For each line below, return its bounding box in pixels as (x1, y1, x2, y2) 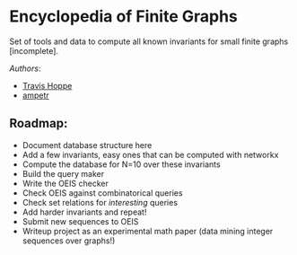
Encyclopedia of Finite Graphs (9, 6, 238, 27)
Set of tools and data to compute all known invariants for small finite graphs (9, 36, 289, 47)
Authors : (9, 63, 41, 74)
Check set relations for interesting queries (22, 197, 178, 207)
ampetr (22, 90, 49, 101)
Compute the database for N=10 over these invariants (22, 159, 222, 170)
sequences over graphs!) (22, 235, 116, 246)
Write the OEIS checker (22, 178, 109, 189)
